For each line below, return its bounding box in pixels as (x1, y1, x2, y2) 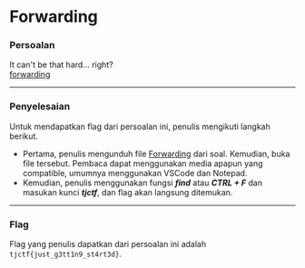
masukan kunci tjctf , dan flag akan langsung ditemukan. (22, 186, 233, 197)
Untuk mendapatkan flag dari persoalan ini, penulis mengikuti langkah (9, 121, 271, 132)
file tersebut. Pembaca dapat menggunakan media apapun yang (22, 157, 263, 169)
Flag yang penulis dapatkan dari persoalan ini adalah (9, 239, 207, 250)
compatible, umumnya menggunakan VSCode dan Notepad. (22, 167, 248, 178)
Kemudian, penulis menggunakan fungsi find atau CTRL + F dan (22, 177, 263, 188)
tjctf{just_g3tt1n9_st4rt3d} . (9, 248, 123, 260)
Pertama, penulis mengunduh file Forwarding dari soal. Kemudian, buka (22, 148, 290, 159)
